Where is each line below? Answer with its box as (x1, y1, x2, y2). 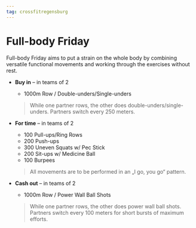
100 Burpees (23, 156, 56, 164)
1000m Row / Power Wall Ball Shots (23, 191, 111, 198)
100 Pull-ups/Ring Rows (23, 131, 82, 138)
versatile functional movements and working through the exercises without (6, 60, 190, 67)
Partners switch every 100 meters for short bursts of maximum (29, 209, 184, 216)
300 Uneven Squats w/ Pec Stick (23, 144, 105, 151)
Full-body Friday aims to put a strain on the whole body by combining (6, 54, 177, 61)
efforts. (29, 215, 48, 223)
